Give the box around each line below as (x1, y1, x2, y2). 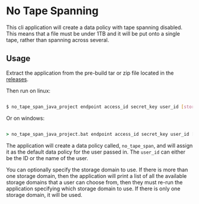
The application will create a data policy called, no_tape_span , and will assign (6, 142, 193, 149)
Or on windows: (6, 114, 45, 122)
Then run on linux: (6, 87, 51, 94)
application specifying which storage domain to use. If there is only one (6, 185, 181, 192)
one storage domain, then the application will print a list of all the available (6, 172, 187, 179)
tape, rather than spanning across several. (6, 36, 110, 43)
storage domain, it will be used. (6, 191, 83, 198)
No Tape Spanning (6, 4, 99, 18)
